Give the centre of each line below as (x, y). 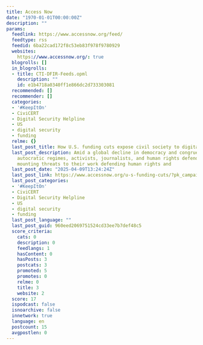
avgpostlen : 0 (29, 333)
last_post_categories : (40, 181)
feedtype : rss (29, 40)
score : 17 (24, 299)
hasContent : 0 (35, 254)
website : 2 (31, 293)
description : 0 (36, 243)
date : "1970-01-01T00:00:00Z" (44, 18)
